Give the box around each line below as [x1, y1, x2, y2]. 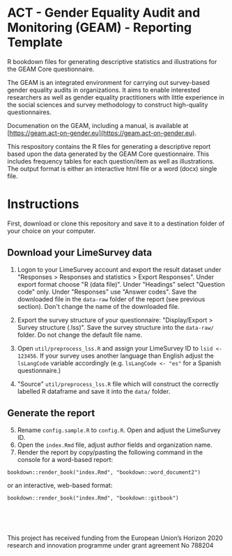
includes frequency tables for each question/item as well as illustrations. [7, 157, 215, 165]
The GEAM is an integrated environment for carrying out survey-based [7, 78, 210, 86]
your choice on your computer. [7, 226, 96, 235]
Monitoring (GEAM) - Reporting [7, 19, 192, 35]
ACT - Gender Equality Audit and [7, 5, 201, 21]
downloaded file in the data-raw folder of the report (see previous [17, 294, 206, 303]
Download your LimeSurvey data [7, 247, 152, 259]
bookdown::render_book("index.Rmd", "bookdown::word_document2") [7, 468, 201, 476]
